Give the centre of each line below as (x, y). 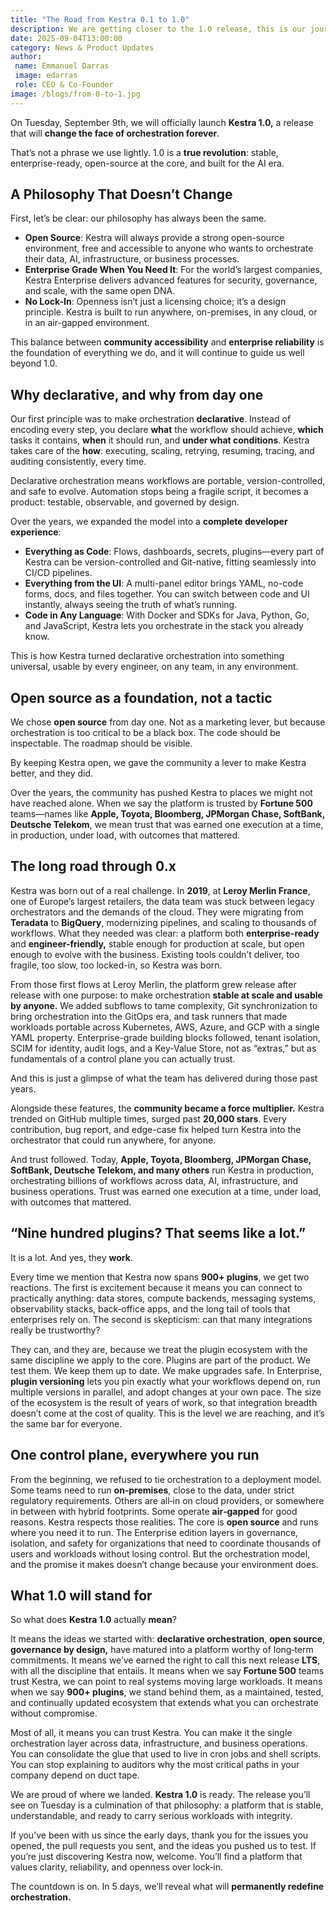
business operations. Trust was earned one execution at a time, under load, (166, 1191)
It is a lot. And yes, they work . (71, 1257)
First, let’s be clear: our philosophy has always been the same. (138, 218)
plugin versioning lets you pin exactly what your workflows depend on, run (165, 1381)
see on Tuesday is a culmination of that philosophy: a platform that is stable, (167, 1805)
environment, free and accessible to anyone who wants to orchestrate (169, 248)
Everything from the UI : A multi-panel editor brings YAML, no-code (164, 583)
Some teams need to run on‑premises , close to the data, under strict (152, 1490)
